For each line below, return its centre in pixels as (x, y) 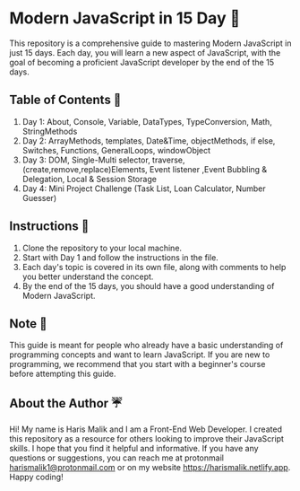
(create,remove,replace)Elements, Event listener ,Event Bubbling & (145, 169)
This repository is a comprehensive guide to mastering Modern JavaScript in (150, 43)
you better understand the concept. (88, 276)
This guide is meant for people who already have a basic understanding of (146, 346)
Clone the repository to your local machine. (102, 248)
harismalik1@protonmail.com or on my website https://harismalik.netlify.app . (150, 468)
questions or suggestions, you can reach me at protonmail (116, 458)
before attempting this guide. (63, 374)
